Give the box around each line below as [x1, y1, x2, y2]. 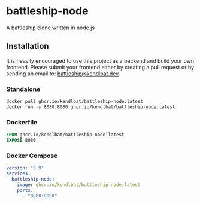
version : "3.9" [6, 165, 44, 171]
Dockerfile [6, 118, 38, 126]
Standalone [6, 85, 41, 93]
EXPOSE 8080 [6, 137, 36, 143]
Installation [6, 41, 49, 51]
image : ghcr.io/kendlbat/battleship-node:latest [17, 181, 141, 188]
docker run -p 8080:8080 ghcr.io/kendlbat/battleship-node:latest [6, 103, 175, 110]
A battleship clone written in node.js [6, 24, 95, 31]
